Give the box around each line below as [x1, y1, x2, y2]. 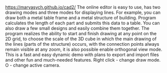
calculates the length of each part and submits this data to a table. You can [5, 20, 160, 26]
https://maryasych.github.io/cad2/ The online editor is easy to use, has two [5, 4, 160, 10]
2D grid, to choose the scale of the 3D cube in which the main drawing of [5, 36, 157, 42]
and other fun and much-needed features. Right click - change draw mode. [5, 57, 161, 63]
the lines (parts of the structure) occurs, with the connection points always [5, 41, 159, 47]
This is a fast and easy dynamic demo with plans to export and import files [5, 52, 159, 58]
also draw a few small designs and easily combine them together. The [5, 25, 149, 31]
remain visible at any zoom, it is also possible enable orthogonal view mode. [5, 47, 162, 52]
